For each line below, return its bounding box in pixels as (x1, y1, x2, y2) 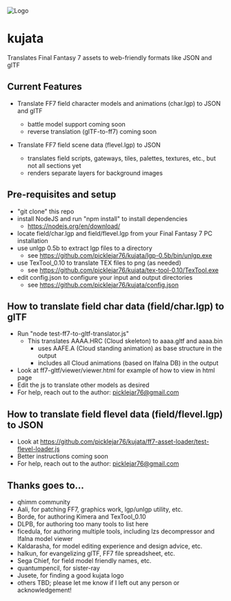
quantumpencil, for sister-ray (17, 564, 100, 572)
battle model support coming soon (27, 120, 126, 128)
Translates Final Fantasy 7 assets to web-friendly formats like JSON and (7, 53, 212, 61)
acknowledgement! (17, 586, 72, 594)
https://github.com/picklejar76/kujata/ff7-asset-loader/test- (40, 437, 210, 446)
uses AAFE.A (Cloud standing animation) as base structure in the (37, 344, 222, 352)
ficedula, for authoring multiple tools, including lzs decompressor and (17, 527, 215, 535)
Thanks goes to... (7, 479, 85, 491)
